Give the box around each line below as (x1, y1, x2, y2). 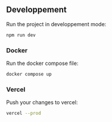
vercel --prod (6, 110, 42, 117)
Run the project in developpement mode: (6, 20, 107, 27)
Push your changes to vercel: (6, 99, 78, 106)
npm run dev (6, 32, 36, 38)
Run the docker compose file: (6, 60, 79, 67)
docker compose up (6, 71, 52, 77)
